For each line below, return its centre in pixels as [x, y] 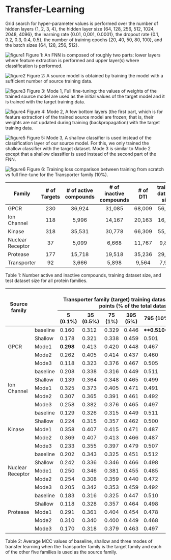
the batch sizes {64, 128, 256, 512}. [42, 45]
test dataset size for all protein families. [46, 281]
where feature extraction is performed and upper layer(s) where [72, 60]
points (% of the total [125, 305]
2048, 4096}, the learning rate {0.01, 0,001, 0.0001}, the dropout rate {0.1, [82, 34]
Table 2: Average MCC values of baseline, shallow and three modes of [79, 541]
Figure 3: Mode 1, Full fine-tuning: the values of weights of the [92, 91]
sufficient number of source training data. [49, 81]
